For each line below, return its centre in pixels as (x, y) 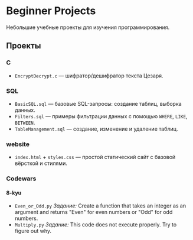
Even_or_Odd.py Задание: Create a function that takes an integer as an (100, 206)
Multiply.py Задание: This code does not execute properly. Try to (96, 225)
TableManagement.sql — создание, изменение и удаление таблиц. (96, 129)
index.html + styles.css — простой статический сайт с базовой (95, 157)
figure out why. (33, 231)
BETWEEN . (25, 122)
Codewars (21, 179)
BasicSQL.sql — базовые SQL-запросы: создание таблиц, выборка (98, 103)
